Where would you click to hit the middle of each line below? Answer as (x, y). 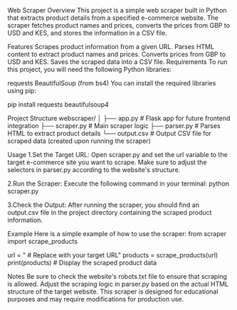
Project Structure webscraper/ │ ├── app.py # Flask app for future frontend (119, 118)
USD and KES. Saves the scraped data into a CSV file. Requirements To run (117, 62)
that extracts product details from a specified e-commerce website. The (113, 18)
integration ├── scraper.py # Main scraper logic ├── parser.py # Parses (114, 126)
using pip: (22, 91)
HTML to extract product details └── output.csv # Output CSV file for (110, 133)
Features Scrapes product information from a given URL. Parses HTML (111, 47)
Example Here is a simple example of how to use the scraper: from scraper (117, 234)
